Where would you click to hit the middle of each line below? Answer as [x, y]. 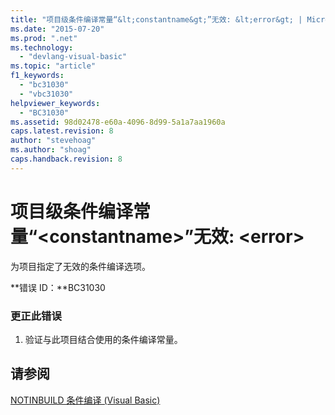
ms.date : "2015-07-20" [57, 29]
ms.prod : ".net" [44, 38]
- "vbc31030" [46, 94]
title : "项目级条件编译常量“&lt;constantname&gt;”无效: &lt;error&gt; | [156, 19]
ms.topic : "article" [53, 66]
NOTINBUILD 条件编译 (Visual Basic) [85, 400]
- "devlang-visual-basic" [73, 57]
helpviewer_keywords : [55, 103]
